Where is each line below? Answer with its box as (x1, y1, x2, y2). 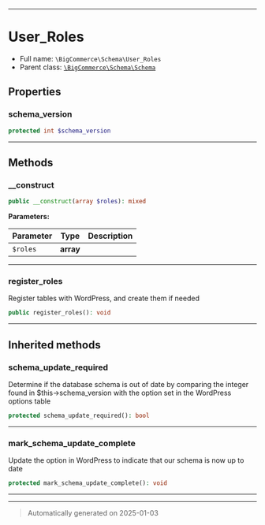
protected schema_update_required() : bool (8, 411, 150, 419)
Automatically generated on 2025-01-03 (27, 508, 159, 517)
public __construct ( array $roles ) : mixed (8, 198, 147, 206)
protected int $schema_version (8, 127, 111, 135)
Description (88, 230, 133, 241)
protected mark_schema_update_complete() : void (8, 479, 168, 487)
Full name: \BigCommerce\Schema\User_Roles (19, 54, 162, 63)
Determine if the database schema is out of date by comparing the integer (8, 379, 249, 389)
